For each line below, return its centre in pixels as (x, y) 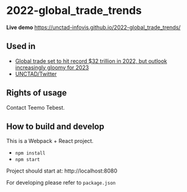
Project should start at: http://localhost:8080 (62, 171)
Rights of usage (37, 93)
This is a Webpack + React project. (50, 141)
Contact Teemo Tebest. (36, 107)
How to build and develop (55, 126)
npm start (28, 160)
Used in (21, 46)
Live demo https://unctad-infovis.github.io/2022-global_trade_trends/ (93, 27)
